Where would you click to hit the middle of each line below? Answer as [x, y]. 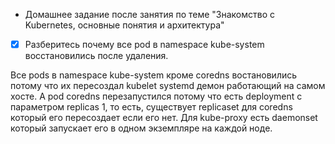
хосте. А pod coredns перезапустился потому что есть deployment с [156, 96]
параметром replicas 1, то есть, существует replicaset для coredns [151, 107]
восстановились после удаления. [96, 56]
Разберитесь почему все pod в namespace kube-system [144, 44]
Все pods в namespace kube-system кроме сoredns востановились [154, 75]
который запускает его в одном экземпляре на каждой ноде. [141, 128]
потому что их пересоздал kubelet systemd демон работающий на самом [168, 86]
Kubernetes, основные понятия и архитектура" [124, 25]
